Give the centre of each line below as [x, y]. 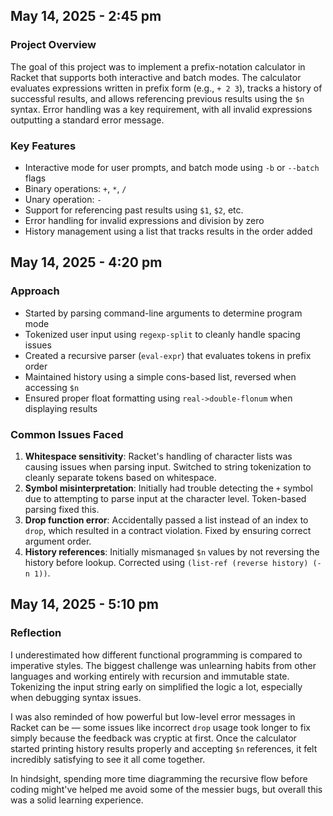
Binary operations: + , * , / [75, 188]
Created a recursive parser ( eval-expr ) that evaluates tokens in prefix [168, 355]
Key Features [43, 146]
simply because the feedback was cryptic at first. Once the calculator [153, 738]
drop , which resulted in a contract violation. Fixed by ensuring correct [168, 530]
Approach [35, 291]
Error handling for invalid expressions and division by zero [144, 220]
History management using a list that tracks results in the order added [168, 231]
